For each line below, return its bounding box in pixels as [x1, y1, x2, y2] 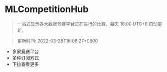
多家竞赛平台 [12, 48, 39, 54]
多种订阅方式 [12, 54, 39, 61]
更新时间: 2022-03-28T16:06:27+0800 [17, 38, 98, 44]
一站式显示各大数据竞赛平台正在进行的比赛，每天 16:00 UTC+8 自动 [17, 21, 158, 27]
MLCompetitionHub [5, 4, 89, 15]
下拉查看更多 [12, 61, 39, 67]
